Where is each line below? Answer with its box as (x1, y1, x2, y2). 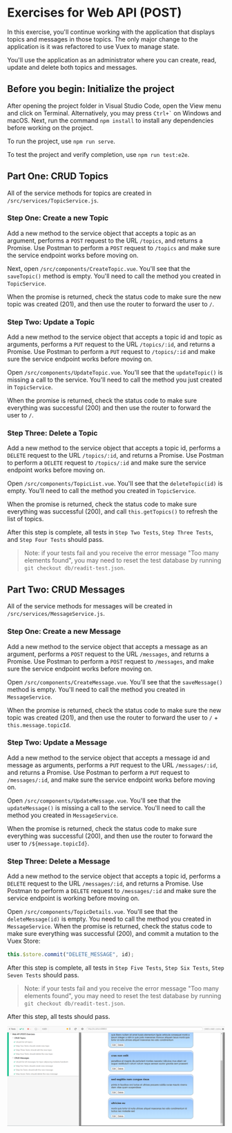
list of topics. (7, 515, 44, 523)
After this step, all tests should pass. (7, 1013, 110, 1021)
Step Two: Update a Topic (7, 317, 95, 326)
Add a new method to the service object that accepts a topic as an (7, 229, 196, 237)
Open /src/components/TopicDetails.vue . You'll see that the (7, 908, 178, 916)
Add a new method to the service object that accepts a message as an (7, 642, 208, 650)
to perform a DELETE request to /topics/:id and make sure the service (7, 458, 206, 467)
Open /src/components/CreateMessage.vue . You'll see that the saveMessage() (7, 677, 223, 686)
